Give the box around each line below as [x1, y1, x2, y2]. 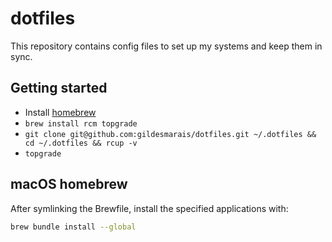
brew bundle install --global [10, 222, 137, 232]
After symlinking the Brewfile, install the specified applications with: [10, 202, 289, 214]
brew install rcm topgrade [24, 118, 138, 129]
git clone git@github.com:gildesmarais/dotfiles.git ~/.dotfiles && [24, 129, 317, 139]
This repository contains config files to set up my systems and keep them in [10, 40, 323, 52]
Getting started [10, 80, 108, 97]
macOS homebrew [10, 176, 128, 193]
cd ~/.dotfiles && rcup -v [24, 138, 138, 148]
